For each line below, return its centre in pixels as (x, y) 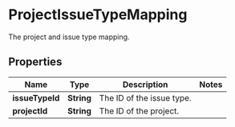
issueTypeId (36, 97)
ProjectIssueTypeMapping (98, 15)
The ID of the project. (139, 111)
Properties (35, 62)
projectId (30, 111)
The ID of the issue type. (145, 97)
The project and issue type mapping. (69, 37)
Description (145, 84)
